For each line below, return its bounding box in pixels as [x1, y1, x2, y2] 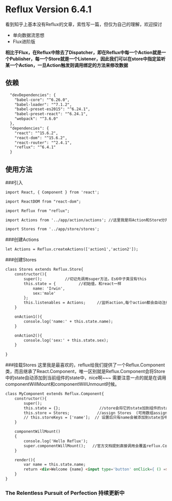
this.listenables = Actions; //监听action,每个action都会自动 [24, 300, 162, 306]
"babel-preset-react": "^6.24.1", [14, 112, 88, 117]
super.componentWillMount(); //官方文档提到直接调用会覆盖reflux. [24, 443, 163, 448]
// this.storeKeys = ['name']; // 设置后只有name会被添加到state [24, 415, 161, 420]
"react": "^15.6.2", [14, 130, 58, 136]
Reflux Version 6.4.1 [5, 4, 92, 15]
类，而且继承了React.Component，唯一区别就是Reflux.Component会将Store [5, 368, 165, 375]
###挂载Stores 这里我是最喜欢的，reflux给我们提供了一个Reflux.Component [5, 362, 165, 368]
